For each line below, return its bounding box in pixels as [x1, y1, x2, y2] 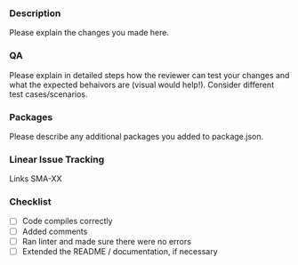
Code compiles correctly [21, 216, 113, 227]
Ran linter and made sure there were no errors [21, 236, 191, 246]
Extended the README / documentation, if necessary [21, 245, 218, 256]
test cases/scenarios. [9, 88, 88, 100]
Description [9, 7, 61, 20]
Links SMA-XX [9, 173, 62, 184]
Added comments [21, 226, 88, 237]
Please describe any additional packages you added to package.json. [9, 131, 264, 141]
